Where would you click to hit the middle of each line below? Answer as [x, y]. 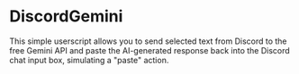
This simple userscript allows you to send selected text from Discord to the [148, 41]
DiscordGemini [66, 16]
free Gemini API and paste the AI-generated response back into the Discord [149, 50]
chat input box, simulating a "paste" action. [89, 60]
